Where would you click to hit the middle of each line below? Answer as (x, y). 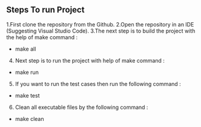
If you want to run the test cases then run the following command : (98, 84)
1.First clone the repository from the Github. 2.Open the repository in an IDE (100, 24)
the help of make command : (42, 37)
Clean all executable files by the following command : (81, 107)
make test (27, 95)
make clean (29, 119)
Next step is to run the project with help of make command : (90, 60)
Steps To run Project (45, 10)
